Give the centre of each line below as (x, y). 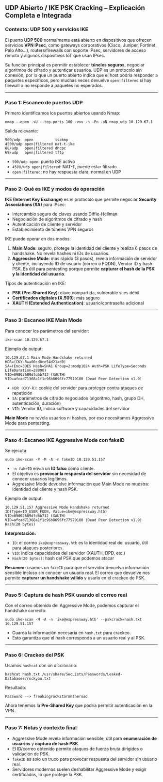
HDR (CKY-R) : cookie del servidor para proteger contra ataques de (77, 388)
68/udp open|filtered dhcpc (36, 148)
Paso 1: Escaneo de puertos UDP (44, 102)
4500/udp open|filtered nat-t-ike (40, 144)
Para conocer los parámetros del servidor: (47, 331)
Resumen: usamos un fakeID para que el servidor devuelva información (77, 567)
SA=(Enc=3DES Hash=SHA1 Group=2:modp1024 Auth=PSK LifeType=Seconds (76, 366)
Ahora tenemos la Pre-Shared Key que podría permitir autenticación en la (79, 705)
